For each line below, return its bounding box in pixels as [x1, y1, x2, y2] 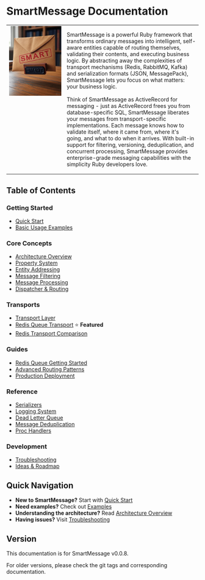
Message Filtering [15, 273, 61, 280]
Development [6, 442, 48, 451]
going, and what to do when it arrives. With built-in [67, 134, 195, 141]
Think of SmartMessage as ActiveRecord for [67, 96, 178, 103]
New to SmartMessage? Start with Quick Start [15, 496, 133, 504]
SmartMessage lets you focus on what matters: [67, 76, 185, 84]
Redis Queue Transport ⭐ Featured [15, 321, 104, 329]
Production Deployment [15, 372, 75, 379]
